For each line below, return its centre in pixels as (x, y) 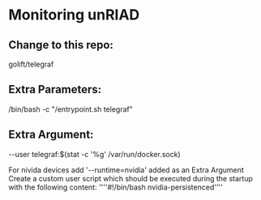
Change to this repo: (61, 45)
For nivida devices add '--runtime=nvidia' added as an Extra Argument (126, 170)
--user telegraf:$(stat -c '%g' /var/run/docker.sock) (94, 154)
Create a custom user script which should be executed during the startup (130, 178)
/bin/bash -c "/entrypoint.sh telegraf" (71, 109)
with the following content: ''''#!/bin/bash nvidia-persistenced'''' (116, 187)
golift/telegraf (31, 64)
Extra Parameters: (55, 89)
